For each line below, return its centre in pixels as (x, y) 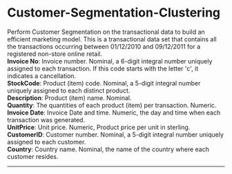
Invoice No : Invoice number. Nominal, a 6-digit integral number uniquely (110, 61)
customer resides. (33, 156)
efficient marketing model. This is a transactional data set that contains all (112, 39)
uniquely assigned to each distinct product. (69, 90)
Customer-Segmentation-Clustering (114, 13)
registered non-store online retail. (55, 54)
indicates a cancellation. (42, 76)
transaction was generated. (46, 119)
